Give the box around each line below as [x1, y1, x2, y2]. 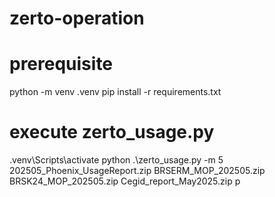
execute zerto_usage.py [9, 121, 215, 144]
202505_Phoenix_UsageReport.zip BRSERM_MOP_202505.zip [9, 165, 266, 177]
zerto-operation [9, 7, 145, 30]
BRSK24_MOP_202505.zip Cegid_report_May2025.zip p [9, 175, 241, 187]
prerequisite [9, 53, 114, 76]
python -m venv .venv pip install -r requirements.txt [9, 86, 222, 98]
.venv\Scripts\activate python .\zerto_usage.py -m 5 [9, 154, 224, 166]
